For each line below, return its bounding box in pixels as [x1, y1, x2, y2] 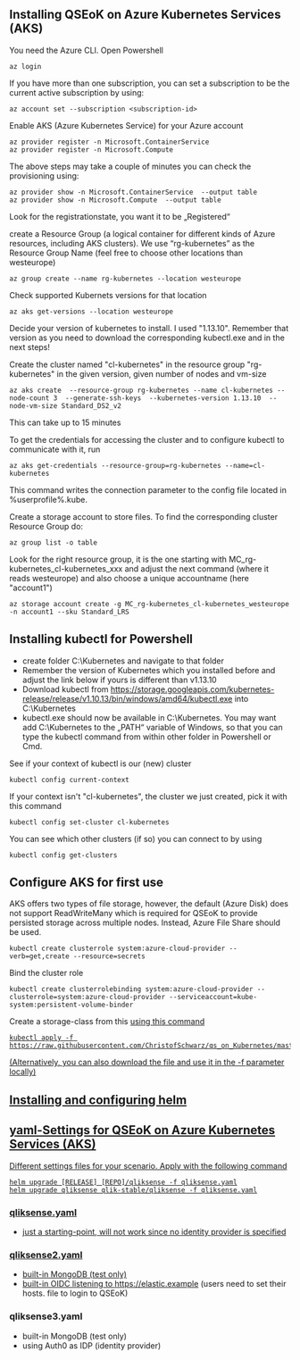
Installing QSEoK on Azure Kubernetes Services [9, 7, 281, 22]
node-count [9, 393, 50, 403]
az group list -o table [9, 538, 98, 547]
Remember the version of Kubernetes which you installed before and [21, 664, 276, 675]
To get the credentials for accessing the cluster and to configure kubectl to [9, 434, 285, 445]
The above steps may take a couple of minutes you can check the [9, 161, 252, 171]
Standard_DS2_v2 [61, 401, 122, 410]
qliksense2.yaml [9, 1248, 83, 1261]
